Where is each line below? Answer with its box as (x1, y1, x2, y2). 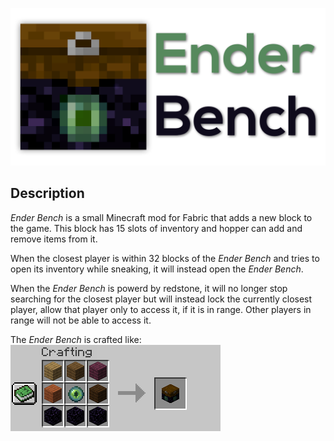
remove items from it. (10, 233, 98, 245)
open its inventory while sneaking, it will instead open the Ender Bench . (10, 263, 304, 275)
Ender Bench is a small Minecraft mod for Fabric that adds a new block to (10, 211, 313, 223)
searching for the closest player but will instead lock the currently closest (10, 293, 313, 305)
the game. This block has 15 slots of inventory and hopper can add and (10, 222, 303, 234)
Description (10, 185, 85, 202)
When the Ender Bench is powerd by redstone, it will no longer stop (10, 282, 288, 294)
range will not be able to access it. (10, 314, 152, 326)
